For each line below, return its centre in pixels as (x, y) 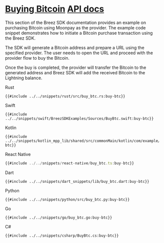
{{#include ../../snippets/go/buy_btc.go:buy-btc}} (59, 218)
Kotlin (11, 128)
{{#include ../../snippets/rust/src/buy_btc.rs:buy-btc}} (65, 96)
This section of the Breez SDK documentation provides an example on (76, 22)
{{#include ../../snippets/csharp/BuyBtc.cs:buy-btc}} (62, 236)
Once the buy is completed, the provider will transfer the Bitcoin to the (76, 67)
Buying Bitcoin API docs (55, 9)
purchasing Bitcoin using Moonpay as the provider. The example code (75, 27)
